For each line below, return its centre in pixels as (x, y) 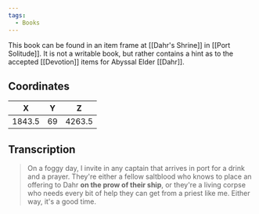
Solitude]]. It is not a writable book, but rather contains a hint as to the (121, 53)
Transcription (42, 149)
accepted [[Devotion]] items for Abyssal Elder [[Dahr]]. (97, 62)
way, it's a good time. (61, 201)
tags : (17, 15)
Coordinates (39, 86)
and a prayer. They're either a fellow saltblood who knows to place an (139, 176)
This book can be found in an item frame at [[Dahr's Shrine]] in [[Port (119, 45)
